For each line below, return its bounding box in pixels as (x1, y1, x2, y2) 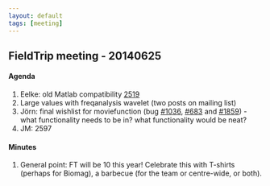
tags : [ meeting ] (8, 19, 63, 27)
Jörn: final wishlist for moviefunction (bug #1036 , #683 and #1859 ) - (19, 106, 247, 117)
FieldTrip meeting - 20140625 (8, 49, 162, 63)
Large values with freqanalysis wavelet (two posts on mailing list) (19, 98, 237, 108)
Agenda (8, 72, 35, 81)
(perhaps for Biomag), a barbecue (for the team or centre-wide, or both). (19, 168, 262, 178)
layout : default (8, 11, 63, 20)
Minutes (8, 142, 37, 151)
